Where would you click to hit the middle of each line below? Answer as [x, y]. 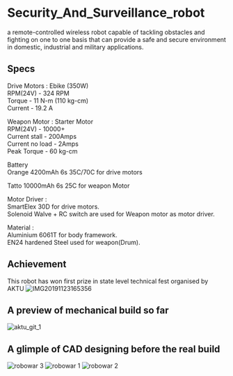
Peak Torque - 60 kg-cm [42, 151]
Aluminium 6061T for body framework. [63, 234]
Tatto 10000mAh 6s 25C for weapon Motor [69, 186]
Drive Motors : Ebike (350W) [48, 86]
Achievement [37, 264]
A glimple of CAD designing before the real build [114, 349]
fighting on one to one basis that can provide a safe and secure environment [116, 39]
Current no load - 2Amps [43, 144]
